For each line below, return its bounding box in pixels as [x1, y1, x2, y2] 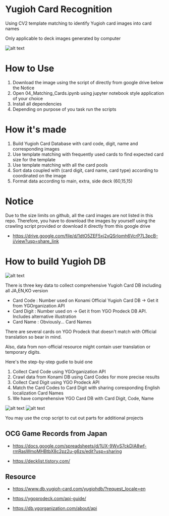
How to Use [5, 63, 54, 74]
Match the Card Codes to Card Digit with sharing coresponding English [12, 384, 160, 391]
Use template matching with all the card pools [12, 162, 108, 168]
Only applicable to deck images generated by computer [5, 35, 121, 41]
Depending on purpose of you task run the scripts [12, 106, 117, 112]
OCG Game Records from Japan [5, 429, 107, 438]
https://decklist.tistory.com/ [12, 458, 71, 464]
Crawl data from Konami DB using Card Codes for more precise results [12, 374, 160, 380]
